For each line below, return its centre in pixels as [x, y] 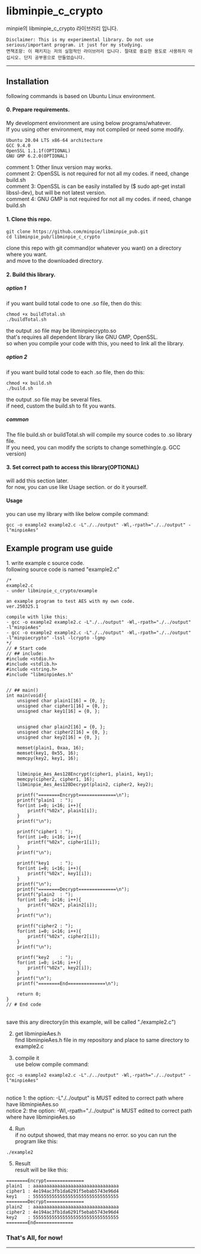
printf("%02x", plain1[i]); [63, 810]
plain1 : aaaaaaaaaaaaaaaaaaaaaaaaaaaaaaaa [63, 1186]
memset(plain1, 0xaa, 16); [51, 748]
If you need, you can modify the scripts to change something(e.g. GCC [93, 447]
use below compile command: [52, 1064]
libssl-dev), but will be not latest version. [56, 192]
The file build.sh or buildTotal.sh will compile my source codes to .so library [99, 435]
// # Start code [26, 648]
